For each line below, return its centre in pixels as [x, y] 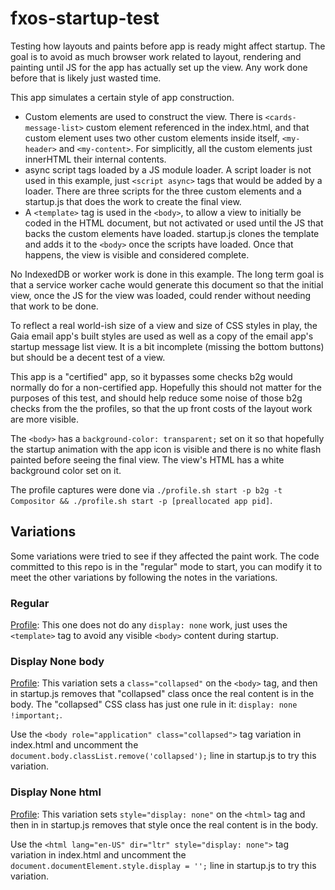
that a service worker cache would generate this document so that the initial [167, 284]
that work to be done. [54, 306]
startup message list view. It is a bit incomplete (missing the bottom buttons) [167, 346]
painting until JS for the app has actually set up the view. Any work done [159, 67]
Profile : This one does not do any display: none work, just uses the [149, 625]
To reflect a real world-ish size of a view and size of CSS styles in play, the [164, 325]
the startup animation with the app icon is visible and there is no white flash [166, 449]
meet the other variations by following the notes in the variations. [144, 577]
